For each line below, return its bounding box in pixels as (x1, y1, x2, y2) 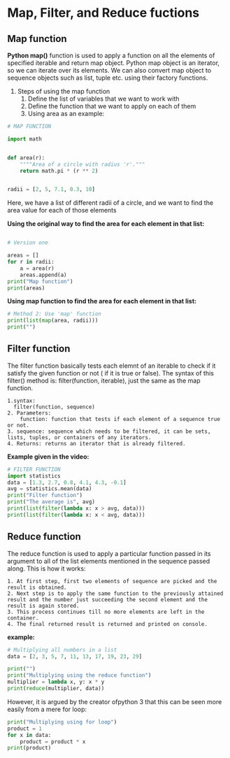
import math (7, 135, 42, 143)
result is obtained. (7, 584, 68, 591)
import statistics (7, 472, 61, 480)
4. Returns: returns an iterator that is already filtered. (7, 440, 187, 447)
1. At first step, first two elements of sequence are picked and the (7, 578, 217, 585)
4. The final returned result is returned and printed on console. (7, 620, 208, 627)
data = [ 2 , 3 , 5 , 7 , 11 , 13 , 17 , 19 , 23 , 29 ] (7, 652, 143, 660)
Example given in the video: (7, 452, 89, 461)
